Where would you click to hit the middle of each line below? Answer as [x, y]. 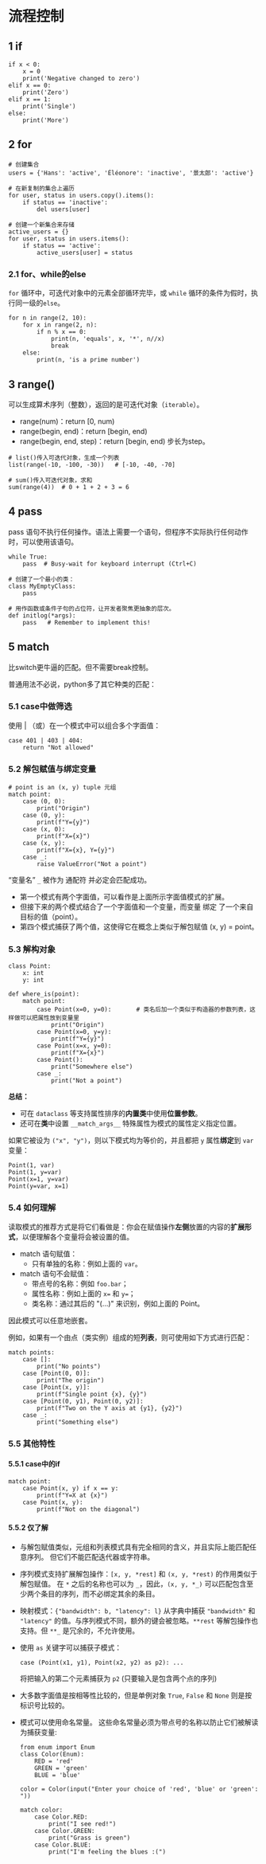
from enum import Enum [57, 1748]
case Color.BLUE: [63, 1845]
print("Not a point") [87, 1081]
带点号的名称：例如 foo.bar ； [80, 1283]
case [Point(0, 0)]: [56, 1373]
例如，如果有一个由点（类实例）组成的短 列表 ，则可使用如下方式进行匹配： [130, 1337]
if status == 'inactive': [66, 202]
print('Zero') [46, 92]
